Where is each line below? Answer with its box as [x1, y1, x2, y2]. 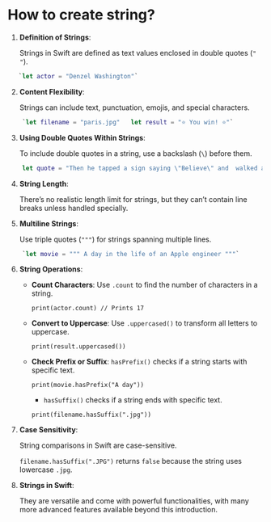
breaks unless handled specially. [19, 203, 129, 213]
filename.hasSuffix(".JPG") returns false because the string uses [19, 457, 243, 466]
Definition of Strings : [19, 32, 91, 42]
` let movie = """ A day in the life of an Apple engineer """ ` [22, 250, 240, 258]
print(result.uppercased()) [31, 343, 126, 351]
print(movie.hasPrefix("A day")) [31, 381, 145, 389]
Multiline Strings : [19, 218, 78, 228]
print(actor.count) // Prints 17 [31, 305, 145, 313]
